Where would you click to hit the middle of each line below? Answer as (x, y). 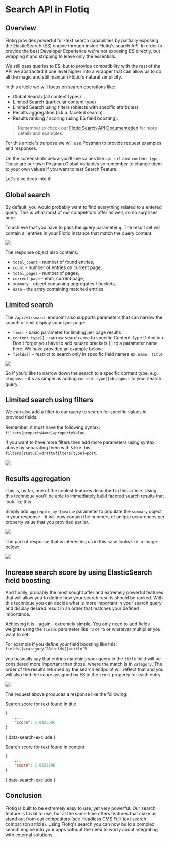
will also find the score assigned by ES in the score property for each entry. (83, 675)
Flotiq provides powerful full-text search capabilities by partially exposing (82, 40)
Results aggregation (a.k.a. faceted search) (57, 113)
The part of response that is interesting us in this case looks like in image (81, 542)
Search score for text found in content (45, 747)
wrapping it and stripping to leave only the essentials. (61, 56)
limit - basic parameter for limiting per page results (67, 332)
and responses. (22, 148)
